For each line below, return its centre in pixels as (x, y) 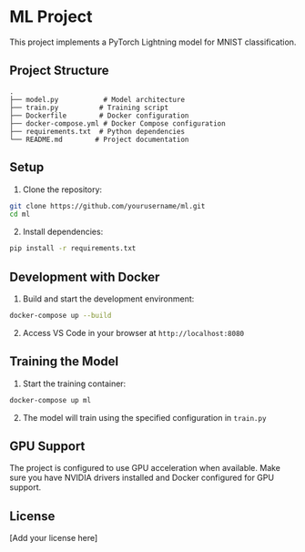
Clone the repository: (62, 189)
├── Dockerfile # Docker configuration (99, 116)
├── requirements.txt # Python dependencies (97, 131)
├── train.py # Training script (89, 107)
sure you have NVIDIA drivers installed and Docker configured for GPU (142, 478)
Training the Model (64, 362)
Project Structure (59, 71)
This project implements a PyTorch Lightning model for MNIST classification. (153, 42)
